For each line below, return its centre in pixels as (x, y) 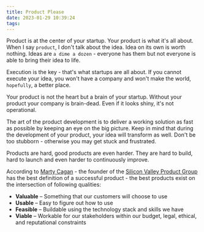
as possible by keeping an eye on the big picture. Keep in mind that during (100, 129)
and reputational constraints (51, 223)
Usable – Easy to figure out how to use (64, 203)
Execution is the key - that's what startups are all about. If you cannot (94, 72)
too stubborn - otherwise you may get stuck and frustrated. (81, 141)
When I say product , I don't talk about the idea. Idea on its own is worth (96, 47)
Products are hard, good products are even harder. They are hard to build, (100, 153)
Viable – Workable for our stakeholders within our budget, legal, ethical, (106, 216)
